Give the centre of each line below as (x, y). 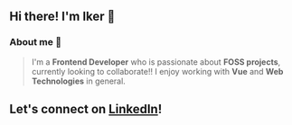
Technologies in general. (79, 81)
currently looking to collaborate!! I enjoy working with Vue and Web (157, 71)
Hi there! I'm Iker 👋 (62, 17)
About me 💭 (35, 42)
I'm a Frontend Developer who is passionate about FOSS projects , (156, 62)
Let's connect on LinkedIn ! (86, 109)
